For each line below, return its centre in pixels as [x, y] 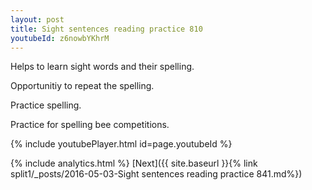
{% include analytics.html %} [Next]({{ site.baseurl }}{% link [134, 163]
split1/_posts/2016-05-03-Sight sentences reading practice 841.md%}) [156, 174]
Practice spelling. [46, 105]
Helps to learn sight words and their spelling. [102, 67]
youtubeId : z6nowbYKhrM [60, 38]
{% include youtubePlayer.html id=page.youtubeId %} [121, 144]
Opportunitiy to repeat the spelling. [82, 86]
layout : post [37, 19]
